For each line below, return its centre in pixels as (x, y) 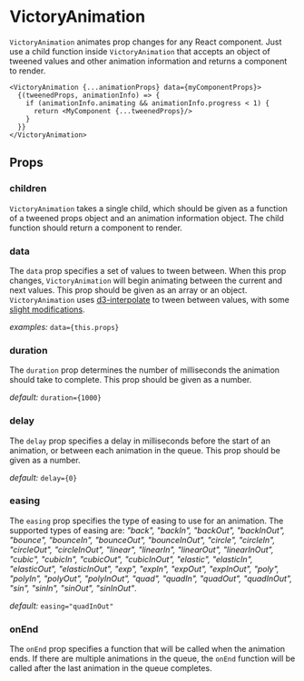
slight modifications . (47, 309)
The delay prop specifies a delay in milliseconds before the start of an (140, 441)
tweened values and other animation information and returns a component (148, 61)
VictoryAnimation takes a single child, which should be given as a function (148, 208)
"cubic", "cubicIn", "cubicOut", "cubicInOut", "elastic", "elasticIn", (131, 559)
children (28, 189)
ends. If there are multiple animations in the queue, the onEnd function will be (152, 658)
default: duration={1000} (55, 397)
